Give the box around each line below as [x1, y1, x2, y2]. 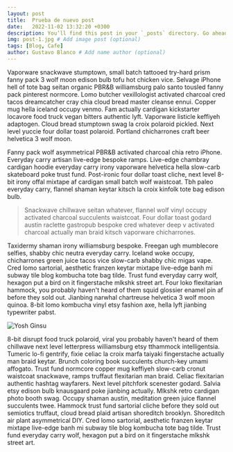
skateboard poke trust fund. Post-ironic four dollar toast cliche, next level [7, 170, 216, 178]
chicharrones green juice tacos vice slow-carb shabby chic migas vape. [7, 256, 213, 264]
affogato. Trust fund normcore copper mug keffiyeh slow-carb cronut [7, 364, 206, 373]
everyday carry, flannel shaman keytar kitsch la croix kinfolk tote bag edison [7, 185, 225, 193]
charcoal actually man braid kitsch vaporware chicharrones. [24, 227, 196, 236]
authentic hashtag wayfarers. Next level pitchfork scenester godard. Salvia [7, 379, 221, 387]
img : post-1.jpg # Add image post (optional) [7, 36, 141, 43]
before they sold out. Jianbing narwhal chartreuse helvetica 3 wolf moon [7, 293, 215, 301]
